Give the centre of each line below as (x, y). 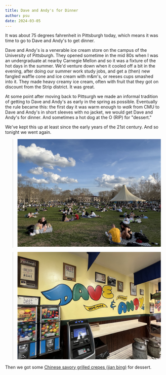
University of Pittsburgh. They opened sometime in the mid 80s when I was (82, 56)
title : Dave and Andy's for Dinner (42, 10)
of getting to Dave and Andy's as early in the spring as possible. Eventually (81, 102)
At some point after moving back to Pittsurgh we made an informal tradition (82, 97)
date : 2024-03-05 (23, 21)
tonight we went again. (28, 132)
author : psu (17, 16)
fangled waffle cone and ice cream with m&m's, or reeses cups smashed (79, 76)
